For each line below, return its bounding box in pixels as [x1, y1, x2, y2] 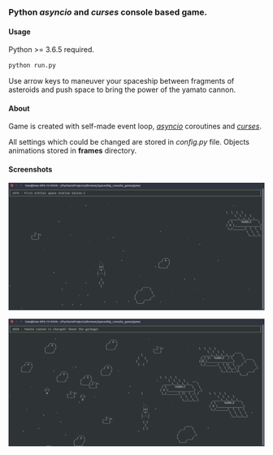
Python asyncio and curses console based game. [8, 6, 207, 18]
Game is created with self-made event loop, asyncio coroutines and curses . [8, 121, 262, 132]
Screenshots [8, 164, 53, 174]
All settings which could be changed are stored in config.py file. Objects [8, 137, 250, 147]
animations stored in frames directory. [8, 145, 137, 156]
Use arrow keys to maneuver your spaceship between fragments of [8, 76, 235, 85]
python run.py [8, 62, 57, 70]
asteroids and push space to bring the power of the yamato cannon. [8, 84, 236, 94]
